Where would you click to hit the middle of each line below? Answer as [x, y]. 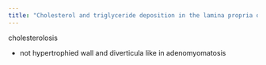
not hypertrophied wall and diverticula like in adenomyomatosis [123, 52]
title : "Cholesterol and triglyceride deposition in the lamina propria [131, 15]
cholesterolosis [33, 38]
